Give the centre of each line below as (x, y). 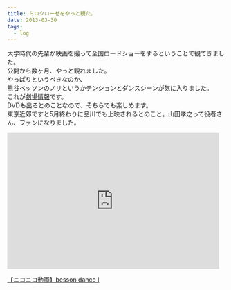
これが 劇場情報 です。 (37, 97)
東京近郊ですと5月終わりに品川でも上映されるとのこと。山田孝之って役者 (112, 114)
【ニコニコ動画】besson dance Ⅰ (53, 280)
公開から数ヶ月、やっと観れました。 (59, 71)
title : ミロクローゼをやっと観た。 (52, 13)
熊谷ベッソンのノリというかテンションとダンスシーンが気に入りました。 (110, 88)
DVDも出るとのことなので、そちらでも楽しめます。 (80, 105)
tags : (15, 26)
